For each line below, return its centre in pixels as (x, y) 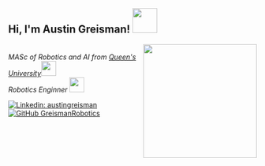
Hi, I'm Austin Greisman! (69, 30)
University (25, 73)
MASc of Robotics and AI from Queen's (72, 57)
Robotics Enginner (38, 89)
